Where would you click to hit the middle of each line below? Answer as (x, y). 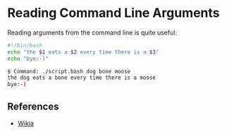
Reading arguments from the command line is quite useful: (92, 32)
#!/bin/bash (25, 45)
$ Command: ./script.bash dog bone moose (69, 71)
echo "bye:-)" (28, 59)
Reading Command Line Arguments (114, 13)
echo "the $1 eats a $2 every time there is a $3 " (83, 52)
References (33, 106)
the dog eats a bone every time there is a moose (82, 78)
